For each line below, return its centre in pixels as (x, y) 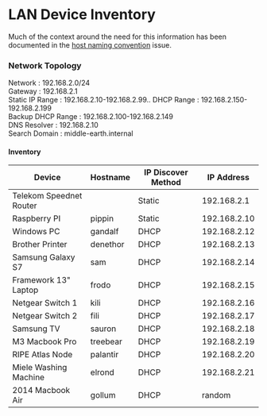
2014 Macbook (41, 391)
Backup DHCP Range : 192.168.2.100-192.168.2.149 (91, 117)
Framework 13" (41, 280)
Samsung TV (37, 329)
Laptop (25, 290)
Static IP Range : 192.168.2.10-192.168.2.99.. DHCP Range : (104, 100)
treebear (106, 341)
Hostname (110, 178)
